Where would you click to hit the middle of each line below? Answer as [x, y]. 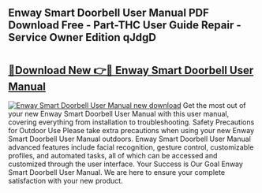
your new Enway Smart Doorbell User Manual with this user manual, [119, 114]
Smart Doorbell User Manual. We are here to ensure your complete [117, 172]
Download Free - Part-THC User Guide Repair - [125, 26]
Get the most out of [214, 105]
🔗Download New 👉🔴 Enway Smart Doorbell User [131, 70]
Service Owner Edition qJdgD [82, 37]
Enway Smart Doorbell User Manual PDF [109, 13]
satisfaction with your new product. [66, 181]
